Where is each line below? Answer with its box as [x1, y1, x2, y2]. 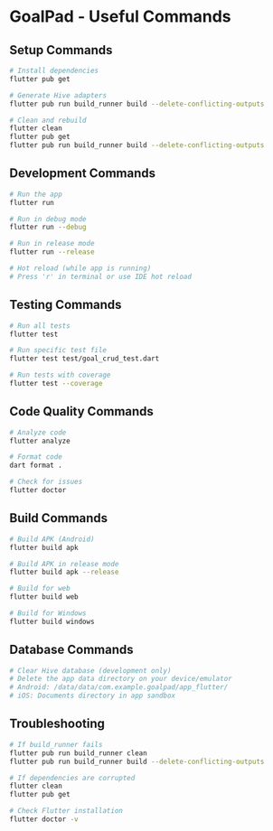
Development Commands [9, 165, 156, 182]
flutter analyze [9, 436, 71, 445]
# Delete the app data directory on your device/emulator [9, 675, 232, 684]
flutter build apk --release [9, 567, 119, 577]
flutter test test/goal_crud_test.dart [9, 354, 160, 363]
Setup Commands [9, 42, 113, 58]
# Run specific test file [9, 346, 107, 355]
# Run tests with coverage [9, 370, 111, 380]
